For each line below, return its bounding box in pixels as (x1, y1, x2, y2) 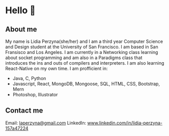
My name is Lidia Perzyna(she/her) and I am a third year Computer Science (5, 38, 163, 44)
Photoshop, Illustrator (12, 92, 58, 97)
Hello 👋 (5, 5, 36, 16)
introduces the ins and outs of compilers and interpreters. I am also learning (5, 60, 164, 66)
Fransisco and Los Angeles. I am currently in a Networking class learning (5, 49, 158, 55)
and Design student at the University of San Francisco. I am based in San (5, 44, 159, 50)
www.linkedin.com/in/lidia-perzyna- (87, 120, 163, 126)
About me (5, 25, 37, 34)
